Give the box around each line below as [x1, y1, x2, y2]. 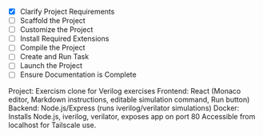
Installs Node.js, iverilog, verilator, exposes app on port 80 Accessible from [8, 111, 256, 121]
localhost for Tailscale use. [8, 120, 97, 130]
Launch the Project [19, 61, 82, 70]
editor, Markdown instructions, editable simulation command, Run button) [8, 94, 250, 104]
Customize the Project [19, 25, 94, 34]
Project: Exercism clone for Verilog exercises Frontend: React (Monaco [8, 86, 241, 95]
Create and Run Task [19, 52, 90, 62]
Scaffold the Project [19, 16, 86, 26]
